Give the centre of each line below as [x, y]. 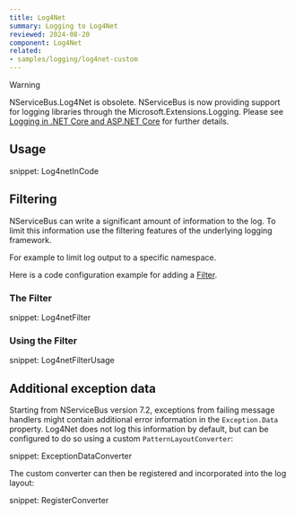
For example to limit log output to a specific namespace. [113, 257]
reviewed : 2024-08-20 [50, 34]
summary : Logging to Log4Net [64, 26]
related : [26, 51]
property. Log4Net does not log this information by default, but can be [139, 429]
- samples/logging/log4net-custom [74, 59]
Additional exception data [83, 388]
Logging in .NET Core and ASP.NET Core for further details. [119, 121]
